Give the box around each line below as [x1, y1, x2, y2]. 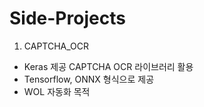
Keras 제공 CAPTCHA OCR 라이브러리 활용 [23, 60, 194, 72]
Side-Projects [9, 7, 126, 30]
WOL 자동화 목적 [23, 85, 91, 97]
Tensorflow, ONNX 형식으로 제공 [23, 73, 155, 85]
